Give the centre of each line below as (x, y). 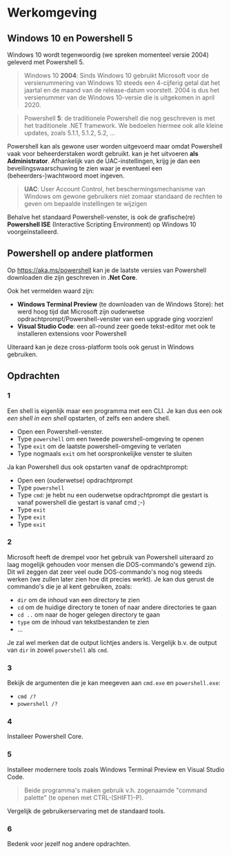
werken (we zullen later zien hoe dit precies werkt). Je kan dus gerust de (111, 579)
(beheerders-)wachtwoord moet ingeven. (66, 175)
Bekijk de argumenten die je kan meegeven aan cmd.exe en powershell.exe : (114, 683)
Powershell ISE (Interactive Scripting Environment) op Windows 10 (102, 224)
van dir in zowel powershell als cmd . (58, 650)
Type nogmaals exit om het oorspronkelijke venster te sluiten (104, 453)
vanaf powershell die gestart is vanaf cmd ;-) (81, 502)
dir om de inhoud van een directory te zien (78, 599)
